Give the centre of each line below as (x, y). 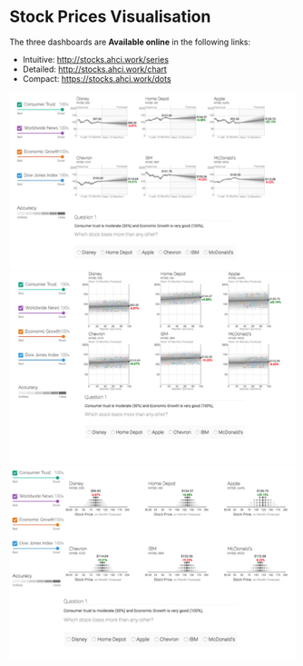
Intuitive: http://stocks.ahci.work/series (96, 59)
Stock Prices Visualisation (110, 17)
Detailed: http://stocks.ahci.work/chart (95, 69)
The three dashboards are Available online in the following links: (130, 42)
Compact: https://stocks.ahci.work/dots (97, 78)
